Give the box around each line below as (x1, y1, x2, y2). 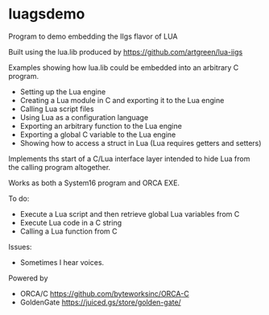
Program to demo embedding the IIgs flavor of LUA (8, 31, 178, 41)
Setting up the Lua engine (19, 86, 106, 97)
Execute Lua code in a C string (19, 218, 122, 227)
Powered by (8, 273, 48, 283)
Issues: (8, 242, 32, 251)
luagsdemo (8, 5, 85, 23)
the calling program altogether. (8, 162, 111, 172)
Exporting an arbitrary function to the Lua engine (19, 121, 183, 131)
